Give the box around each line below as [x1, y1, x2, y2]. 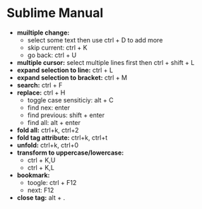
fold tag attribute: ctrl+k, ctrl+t [16, 133, 108, 142]
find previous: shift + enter [27, 111, 105, 119]
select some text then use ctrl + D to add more [27, 35, 163, 44]
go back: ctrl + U [27, 51, 77, 59]
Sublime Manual [6, 5, 104, 21]
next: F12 [27, 186, 54, 194]
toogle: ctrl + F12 [27, 178, 77, 186]
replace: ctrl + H [16, 88, 66, 97]
